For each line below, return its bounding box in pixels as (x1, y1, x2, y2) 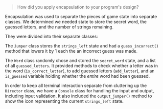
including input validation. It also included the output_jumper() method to (5, 93, 152, 99)
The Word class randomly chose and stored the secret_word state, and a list (5, 58, 156, 63)
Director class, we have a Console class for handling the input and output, (5, 88, 154, 93)
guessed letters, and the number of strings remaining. (5, 24, 114, 30)
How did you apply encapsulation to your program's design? (17, 4, 139, 10)
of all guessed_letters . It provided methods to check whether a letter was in (5, 63, 158, 68)
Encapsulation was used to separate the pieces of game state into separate (5, 14, 157, 19)
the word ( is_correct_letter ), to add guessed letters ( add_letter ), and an (5, 68, 155, 74)
